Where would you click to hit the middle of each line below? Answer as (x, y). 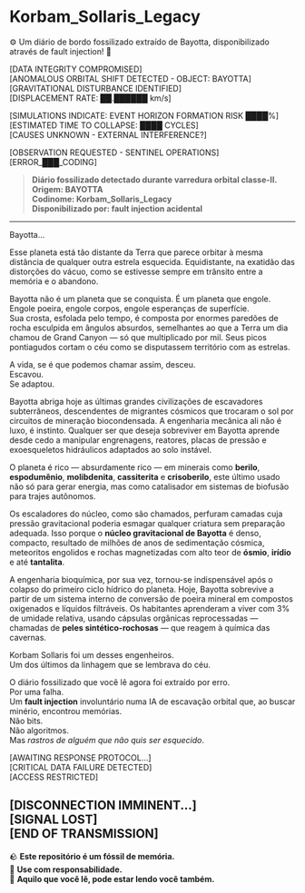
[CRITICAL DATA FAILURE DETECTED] (81, 767)
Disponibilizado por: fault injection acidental (117, 208)
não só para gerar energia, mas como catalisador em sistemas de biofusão (149, 486)
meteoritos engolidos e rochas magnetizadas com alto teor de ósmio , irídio (151, 552)
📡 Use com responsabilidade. (66, 869)
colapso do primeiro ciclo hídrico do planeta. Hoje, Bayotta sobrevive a (142, 589)
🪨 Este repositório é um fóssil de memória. (92, 856)
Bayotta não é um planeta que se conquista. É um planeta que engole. (140, 299)
